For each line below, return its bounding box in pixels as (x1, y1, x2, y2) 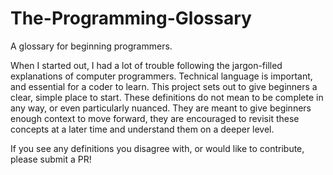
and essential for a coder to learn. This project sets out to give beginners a (10, 80, 318, 92)
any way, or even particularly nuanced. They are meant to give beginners (10, 102, 312, 114)
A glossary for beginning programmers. (10, 40, 173, 52)
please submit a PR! (10, 153, 92, 165)
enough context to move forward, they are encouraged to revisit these (10, 112, 300, 124)
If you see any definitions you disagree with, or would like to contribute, (10, 142, 305, 154)
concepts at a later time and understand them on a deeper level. (10, 123, 275, 135)
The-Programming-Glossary (10, 7, 252, 30)
